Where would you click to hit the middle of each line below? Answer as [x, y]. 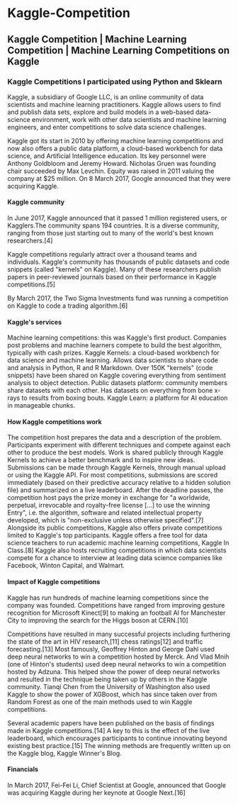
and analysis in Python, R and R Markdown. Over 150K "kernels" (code [110, 368]
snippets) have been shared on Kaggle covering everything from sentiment [117, 375]
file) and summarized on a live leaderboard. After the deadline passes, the [115, 490]
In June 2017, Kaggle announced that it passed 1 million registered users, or [118, 218]
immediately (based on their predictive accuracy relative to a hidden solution [119, 483]
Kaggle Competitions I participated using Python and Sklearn [115, 82]
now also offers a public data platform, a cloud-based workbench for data [115, 148]
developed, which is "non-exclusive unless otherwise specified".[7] [106, 520]
